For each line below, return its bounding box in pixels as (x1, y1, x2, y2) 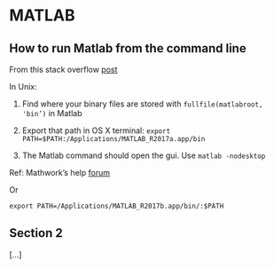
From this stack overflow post (9, 64, 118, 75)
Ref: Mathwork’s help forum (9, 168, 111, 177)
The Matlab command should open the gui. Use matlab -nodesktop (21, 150, 266, 161)
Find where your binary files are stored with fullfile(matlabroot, (21, 99, 263, 109)
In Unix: (9, 82, 37, 91)
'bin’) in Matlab (21, 108, 82, 118)
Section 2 (9, 225, 64, 240)
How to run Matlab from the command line (9, 41, 247, 56)
